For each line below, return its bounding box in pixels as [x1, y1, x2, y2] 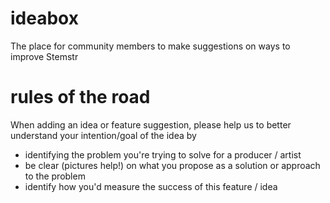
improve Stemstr [10, 50, 79, 62]
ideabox [10, 7, 79, 30]
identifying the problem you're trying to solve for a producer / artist [24, 148, 302, 161]
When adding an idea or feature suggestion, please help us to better [10, 118, 292, 131]
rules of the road [10, 86, 151, 109]
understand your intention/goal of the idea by [10, 129, 197, 141]
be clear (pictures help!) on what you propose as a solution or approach [24, 159, 321, 171]
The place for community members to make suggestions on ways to [10, 40, 291, 52]
